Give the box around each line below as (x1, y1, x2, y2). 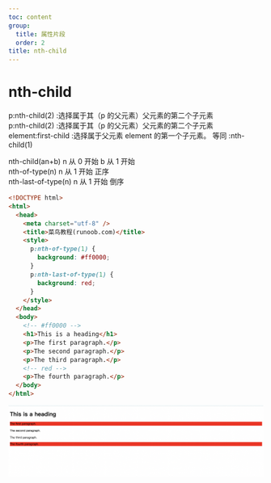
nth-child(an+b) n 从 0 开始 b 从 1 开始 (8, 157, 136, 166)
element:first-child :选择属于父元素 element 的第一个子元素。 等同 (8, 131, 227, 141)
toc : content (8, 13, 53, 21)
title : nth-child (8, 47, 67, 56)
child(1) (8, 140, 33, 149)
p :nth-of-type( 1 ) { (29, 245, 95, 254)
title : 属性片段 (15, 30, 66, 38)
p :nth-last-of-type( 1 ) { (29, 271, 114, 279)
